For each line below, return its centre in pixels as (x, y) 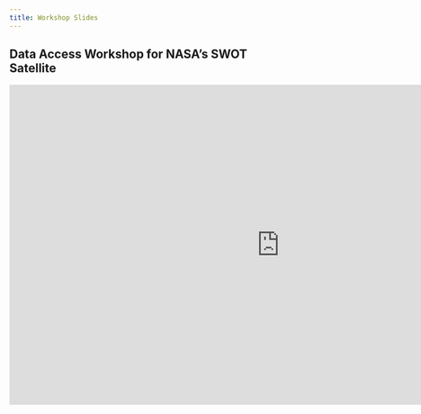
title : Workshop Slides (54, 18)
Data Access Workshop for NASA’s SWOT (128, 54)
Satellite (33, 68)
